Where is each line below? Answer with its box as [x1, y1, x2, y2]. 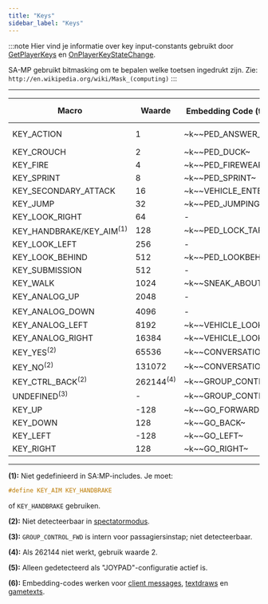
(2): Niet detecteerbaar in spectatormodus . [8, 516, 150, 526]
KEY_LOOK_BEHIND [12, 251, 88, 263]
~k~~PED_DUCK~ [183, 146, 251, 157]
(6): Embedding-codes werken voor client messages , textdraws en [8, 578, 229, 587]
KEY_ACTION [12, 128, 62, 140]
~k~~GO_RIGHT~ [183, 443, 249, 454]
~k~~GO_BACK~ [183, 416, 246, 428]
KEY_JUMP [12, 198, 55, 209]
